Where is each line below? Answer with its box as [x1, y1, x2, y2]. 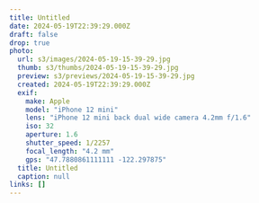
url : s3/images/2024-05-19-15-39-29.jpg [17, 55, 171, 64]
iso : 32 [25, 122, 54, 131]
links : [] [9, 181, 47, 190]
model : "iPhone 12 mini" [25, 105, 119, 114]
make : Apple [25, 96, 70, 106]
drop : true [9, 38, 50, 48]
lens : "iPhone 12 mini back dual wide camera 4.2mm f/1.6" [25, 113, 252, 122]
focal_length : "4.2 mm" [25, 146, 115, 155]
